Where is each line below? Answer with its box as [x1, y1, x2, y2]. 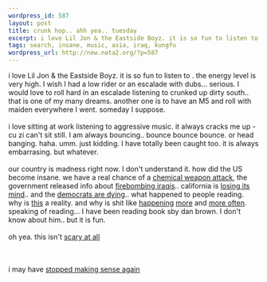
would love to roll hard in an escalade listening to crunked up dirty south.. [8, 88, 249, 97]
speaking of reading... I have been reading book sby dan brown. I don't [8, 207, 241, 216]
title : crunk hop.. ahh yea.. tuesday [8, 26, 137, 34]
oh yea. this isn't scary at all [8, 232, 100, 241]
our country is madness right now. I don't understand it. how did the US [8, 165, 243, 173]
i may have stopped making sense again [8, 264, 141, 274]
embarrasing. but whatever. [8, 147, 99, 157]
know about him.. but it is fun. [8, 215, 106, 224]
